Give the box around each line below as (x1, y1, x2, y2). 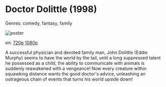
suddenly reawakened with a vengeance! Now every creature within (5, 65, 147, 71)
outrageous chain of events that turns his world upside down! (5, 76, 133, 82)
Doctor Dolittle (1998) (5, 4, 97, 15)
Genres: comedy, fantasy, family (5, 20, 73, 26)
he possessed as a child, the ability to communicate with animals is (5, 60, 145, 66)
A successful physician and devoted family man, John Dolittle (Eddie (5, 49, 148, 55)
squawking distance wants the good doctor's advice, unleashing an (5, 70, 146, 76)
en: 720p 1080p (5, 39, 38, 46)
